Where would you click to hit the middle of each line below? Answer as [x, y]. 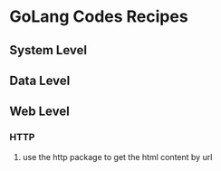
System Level [48, 50]
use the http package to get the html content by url [117, 157]
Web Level [39, 112]
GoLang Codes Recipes [99, 17]
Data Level [40, 80]
